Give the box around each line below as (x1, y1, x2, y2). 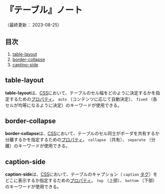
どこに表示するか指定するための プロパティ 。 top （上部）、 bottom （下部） (5, 178, 157, 184)
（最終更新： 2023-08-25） (5, 22, 62, 28)
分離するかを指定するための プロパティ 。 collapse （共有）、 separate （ (5, 137, 152, 143)
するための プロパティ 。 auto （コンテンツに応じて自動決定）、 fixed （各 (9, 96, 158, 102)
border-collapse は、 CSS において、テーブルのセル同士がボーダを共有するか (5, 131, 160, 137)
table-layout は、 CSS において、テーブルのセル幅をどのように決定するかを (5, 90, 156, 96)
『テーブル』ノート (5, 4, 83, 16)
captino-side (12, 61, 39, 67)
